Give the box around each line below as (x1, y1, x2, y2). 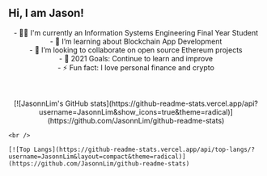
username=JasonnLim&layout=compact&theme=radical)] (8, 153, 186, 161)
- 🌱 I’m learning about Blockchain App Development (49, 36, 222, 46)
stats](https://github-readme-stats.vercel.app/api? (90, 98, 259, 108)
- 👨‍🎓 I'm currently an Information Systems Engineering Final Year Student (13, 27, 259, 37)
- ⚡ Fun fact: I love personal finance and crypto (57, 62, 214, 72)
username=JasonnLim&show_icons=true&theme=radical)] (39, 107, 233, 116)
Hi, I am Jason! (8, 6, 85, 20)
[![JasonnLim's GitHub (13, 98, 89, 108)
